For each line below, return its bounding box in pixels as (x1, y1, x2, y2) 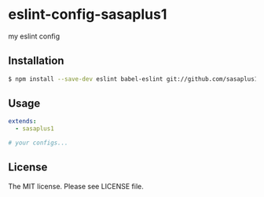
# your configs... (8, 139, 68, 147)
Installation (8, 54, 64, 67)
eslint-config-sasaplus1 (8, 5, 167, 24)
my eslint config (8, 31, 60, 41)
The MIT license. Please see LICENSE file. (8, 181, 144, 191)
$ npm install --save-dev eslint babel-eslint (8, 75, 163, 83)
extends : (8, 118, 37, 126)
